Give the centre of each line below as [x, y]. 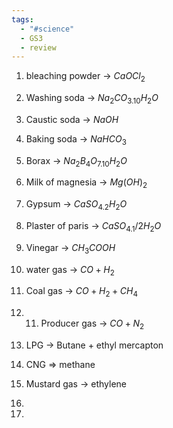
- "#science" [47, 29]
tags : [22, 19]
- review [38, 47]
